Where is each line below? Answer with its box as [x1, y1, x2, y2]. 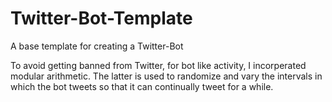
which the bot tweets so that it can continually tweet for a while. [10, 80, 274, 92]
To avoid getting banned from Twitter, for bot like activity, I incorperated [10, 59, 307, 71]
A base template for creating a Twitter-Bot [10, 40, 184, 52]
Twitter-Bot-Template [10, 7, 193, 30]
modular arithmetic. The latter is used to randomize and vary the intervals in [10, 70, 323, 82]
